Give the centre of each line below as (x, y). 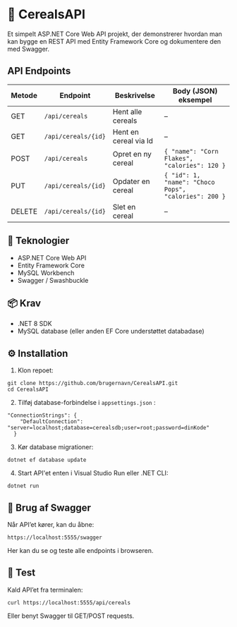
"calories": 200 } (195, 196)
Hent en (126, 132)
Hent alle (127, 111)
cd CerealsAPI (28, 390)
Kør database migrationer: (55, 447)
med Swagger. (28, 49)
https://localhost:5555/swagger (55, 537)
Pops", (175, 189)
